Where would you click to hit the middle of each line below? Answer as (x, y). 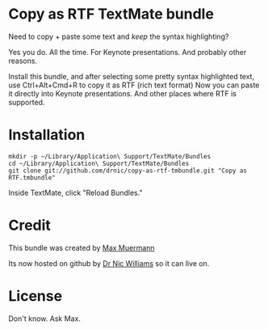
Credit (29, 225)
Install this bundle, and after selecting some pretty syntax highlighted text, (132, 76)
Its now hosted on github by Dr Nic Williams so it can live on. (109, 263)
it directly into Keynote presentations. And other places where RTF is (122, 93)
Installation (47, 135)
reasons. (23, 61)
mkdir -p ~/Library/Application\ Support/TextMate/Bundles (110, 156)
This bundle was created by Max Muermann (82, 247)
